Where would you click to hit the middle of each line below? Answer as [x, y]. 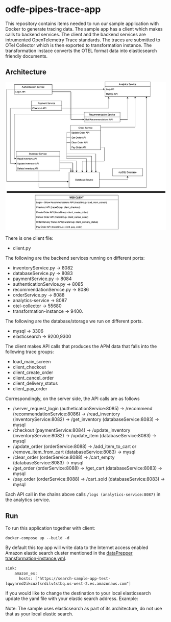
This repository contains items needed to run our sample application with [82, 23]
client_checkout [29, 367]
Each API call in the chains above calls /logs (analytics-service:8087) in [83, 494]
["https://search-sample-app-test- [73, 579]
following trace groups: [30, 352]
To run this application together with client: [50, 528]
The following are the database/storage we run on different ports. [74, 321]
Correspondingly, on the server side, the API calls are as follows [72, 399]
